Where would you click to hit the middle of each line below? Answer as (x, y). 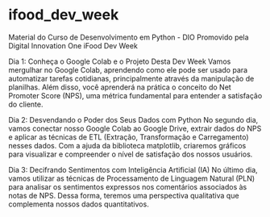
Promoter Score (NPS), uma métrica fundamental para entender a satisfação (135, 95)
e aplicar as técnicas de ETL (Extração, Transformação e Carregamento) (129, 137)
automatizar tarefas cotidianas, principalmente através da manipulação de (131, 78)
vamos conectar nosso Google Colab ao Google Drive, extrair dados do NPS (135, 128)
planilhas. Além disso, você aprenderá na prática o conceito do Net (120, 87)
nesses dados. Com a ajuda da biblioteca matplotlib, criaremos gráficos (127, 145)
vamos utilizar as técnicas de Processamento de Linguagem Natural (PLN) (132, 178)
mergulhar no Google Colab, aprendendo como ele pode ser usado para (128, 69)
